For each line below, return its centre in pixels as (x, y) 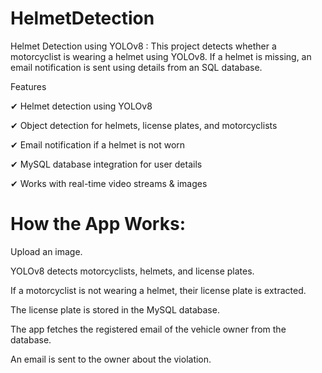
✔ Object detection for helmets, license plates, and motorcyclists (144, 125)
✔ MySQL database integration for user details (106, 164)
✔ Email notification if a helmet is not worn (98, 144)
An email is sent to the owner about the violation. (111, 359)
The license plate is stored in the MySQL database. (115, 309)
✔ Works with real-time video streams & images (109, 183)
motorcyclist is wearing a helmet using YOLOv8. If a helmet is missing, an (161, 56)
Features (28, 86)
